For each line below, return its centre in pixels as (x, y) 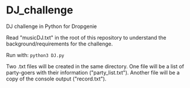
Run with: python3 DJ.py (35, 55)
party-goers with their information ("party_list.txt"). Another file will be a (93, 72)
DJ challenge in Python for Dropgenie (52, 26)
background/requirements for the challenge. (60, 44)
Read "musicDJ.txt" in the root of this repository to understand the (86, 37)
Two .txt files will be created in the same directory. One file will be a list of (95, 66)
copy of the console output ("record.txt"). (56, 79)
